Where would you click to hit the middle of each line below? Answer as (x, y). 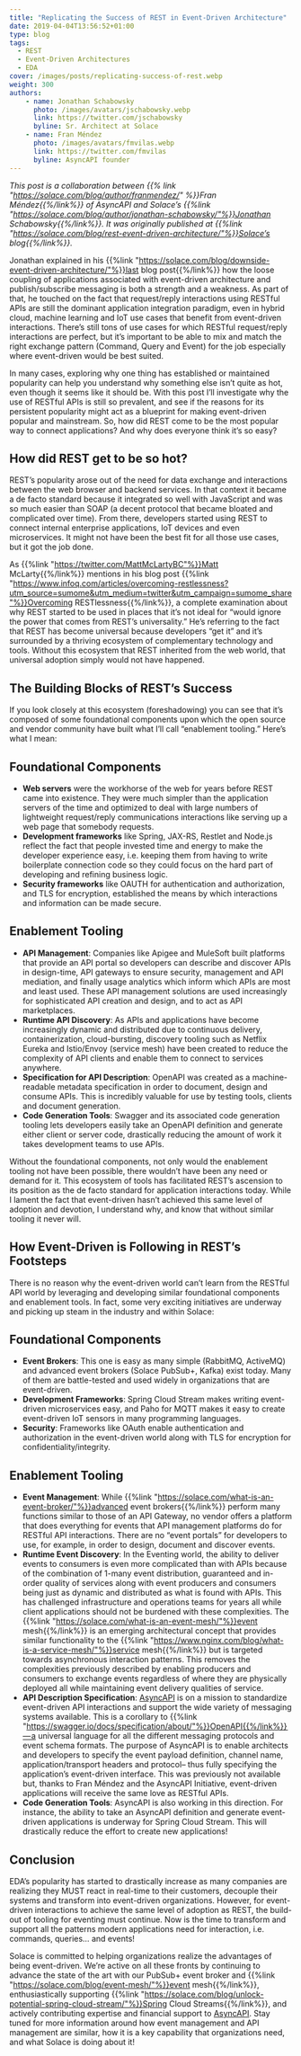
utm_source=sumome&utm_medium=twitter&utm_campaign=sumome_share (150, 593)
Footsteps (38, 1261)
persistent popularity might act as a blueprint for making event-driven (138, 411)
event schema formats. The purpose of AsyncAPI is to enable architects (155, 1746)
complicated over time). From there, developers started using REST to (138, 519)
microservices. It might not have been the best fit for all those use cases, (144, 538)
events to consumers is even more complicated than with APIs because (155, 1564)
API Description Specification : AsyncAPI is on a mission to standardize (155, 1698)
